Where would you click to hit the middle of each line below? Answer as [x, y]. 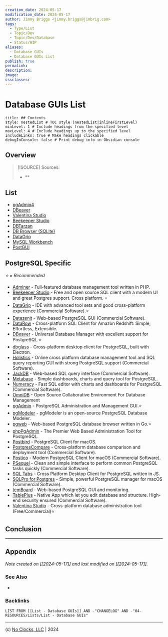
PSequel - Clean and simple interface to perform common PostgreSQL [85, 463]
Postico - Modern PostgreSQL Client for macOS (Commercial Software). [86, 458]
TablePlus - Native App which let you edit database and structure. [80, 495]
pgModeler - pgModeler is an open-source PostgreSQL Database [80, 413]
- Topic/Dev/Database [32, 38]
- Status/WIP [23, 43]
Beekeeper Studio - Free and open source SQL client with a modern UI [85, 292]
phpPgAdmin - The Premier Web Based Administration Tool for [77, 431]
